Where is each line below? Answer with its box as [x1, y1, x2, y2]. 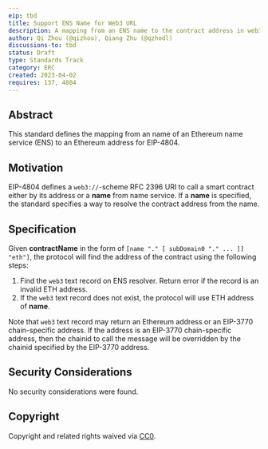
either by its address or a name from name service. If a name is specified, [8, 191, 252, 201]
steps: [8, 260, 29, 270]
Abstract [8, 108, 53, 121]
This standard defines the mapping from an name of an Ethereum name [8, 129, 243, 139]
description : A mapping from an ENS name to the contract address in [8, 26, 245, 34]
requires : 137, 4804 [8, 78, 77, 86]
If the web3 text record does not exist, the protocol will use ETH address [19, 292, 254, 302]
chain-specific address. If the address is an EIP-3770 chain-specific [8, 325, 232, 335]
